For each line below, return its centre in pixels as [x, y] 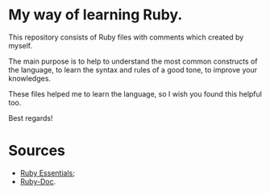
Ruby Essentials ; [47, 173]
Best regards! [31, 118]
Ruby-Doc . [38, 181]
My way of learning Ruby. [96, 15]
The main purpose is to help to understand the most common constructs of [133, 61]
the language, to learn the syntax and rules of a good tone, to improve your [133, 69]
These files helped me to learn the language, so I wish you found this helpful [135, 93]
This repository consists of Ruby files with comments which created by [126, 37]
